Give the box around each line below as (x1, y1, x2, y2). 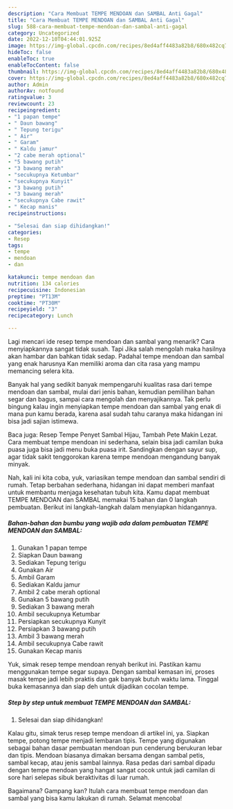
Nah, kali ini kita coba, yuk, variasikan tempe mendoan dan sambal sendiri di (8, 473, 225, 482)
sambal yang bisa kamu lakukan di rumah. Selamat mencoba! (8, 794, 183, 802)
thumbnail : (8, 68, 39, 75)
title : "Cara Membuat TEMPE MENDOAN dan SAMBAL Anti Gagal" (8, 17, 185, 24)
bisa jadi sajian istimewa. (8, 417, 79, 425)
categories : (8, 229, 42, 236)
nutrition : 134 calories (8, 280, 80, 287)
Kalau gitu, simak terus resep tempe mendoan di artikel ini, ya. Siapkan (8, 729, 209, 737)
